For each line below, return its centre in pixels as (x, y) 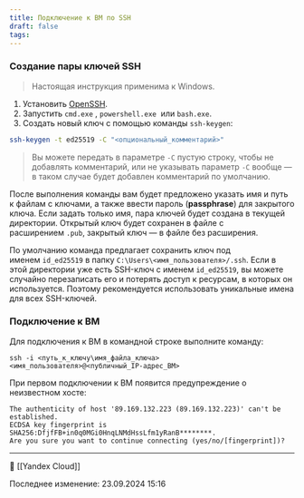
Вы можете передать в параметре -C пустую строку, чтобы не (152, 157)
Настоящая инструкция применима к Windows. (123, 86)
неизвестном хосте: (48, 392)
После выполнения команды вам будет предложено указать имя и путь (149, 194)
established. (34, 417)
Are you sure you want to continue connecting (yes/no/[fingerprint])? (147, 441)
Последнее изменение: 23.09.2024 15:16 (88, 483)
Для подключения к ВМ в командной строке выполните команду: (137, 341)
